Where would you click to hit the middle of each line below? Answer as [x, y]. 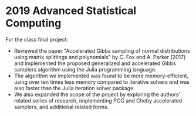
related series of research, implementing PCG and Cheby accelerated [98, 100]
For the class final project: [37, 39]
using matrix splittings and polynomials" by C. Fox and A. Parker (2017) [100, 57]
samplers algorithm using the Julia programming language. [85, 69]
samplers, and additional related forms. [61, 107]
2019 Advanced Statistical [71, 11]
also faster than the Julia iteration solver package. [75, 88]
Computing [33, 23]
